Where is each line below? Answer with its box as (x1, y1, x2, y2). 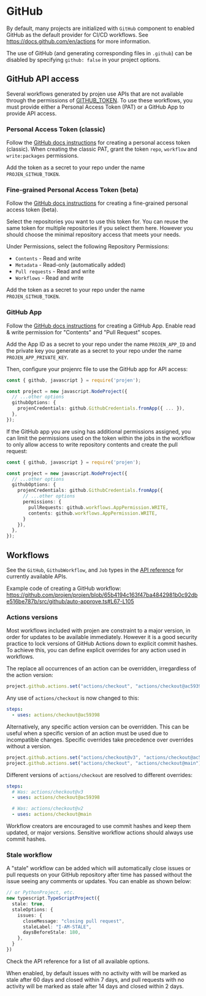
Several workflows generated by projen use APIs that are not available (6, 90, 184, 98)
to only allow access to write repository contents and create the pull (6, 440, 178, 448)
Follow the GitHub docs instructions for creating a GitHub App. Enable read (6, 322, 196, 329)
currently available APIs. (6, 572, 67, 580)
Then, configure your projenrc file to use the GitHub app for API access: (6, 365, 188, 372)
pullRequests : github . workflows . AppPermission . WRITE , (28, 504, 169, 510)
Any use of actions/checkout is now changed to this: (6, 694, 139, 702)
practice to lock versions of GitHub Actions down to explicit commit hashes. (6, 640, 198, 648)
